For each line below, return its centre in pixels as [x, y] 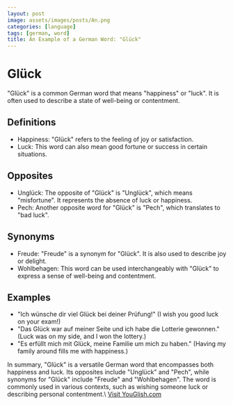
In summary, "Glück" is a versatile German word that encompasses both [111, 365]
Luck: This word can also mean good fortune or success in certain [112, 146]
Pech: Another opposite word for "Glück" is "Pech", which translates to [119, 207]
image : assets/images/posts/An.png [59, 20]
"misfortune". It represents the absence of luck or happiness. [105, 200]
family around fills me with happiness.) [73, 351]
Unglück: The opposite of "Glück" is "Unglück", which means [105, 193]
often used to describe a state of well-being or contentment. [94, 101]
